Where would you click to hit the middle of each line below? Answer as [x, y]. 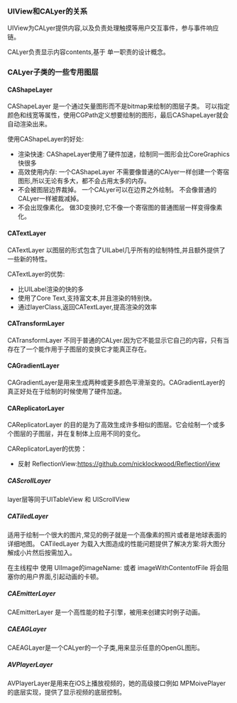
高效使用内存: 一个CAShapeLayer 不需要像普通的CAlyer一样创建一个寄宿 [123, 172]
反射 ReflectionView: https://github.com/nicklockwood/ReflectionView [119, 464]
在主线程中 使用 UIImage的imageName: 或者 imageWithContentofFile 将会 [115, 568]
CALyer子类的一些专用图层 [53, 73]
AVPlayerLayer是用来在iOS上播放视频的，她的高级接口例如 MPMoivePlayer [117, 683]
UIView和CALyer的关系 [48, 11]
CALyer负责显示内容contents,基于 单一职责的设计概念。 [88, 52]
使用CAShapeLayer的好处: [46, 139]
